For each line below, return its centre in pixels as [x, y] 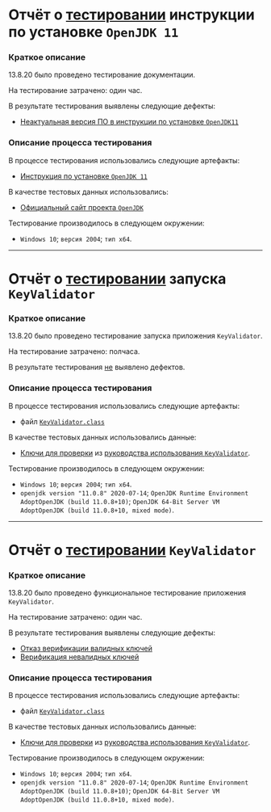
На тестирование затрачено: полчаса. [74, 351]
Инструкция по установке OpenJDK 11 [83, 176]
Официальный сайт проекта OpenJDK [81, 207]
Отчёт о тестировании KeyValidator [132, 550]
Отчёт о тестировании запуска [117, 278]
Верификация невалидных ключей [79, 657]
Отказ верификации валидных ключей [86, 649]
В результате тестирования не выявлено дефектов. [97, 367]
